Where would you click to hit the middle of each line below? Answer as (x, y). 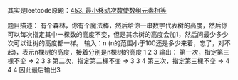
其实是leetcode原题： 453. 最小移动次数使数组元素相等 (87, 10)
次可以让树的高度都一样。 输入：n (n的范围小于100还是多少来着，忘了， (113, 43)
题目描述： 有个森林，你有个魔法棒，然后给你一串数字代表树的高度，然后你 (118, 25)
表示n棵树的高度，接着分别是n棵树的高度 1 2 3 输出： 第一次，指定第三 (126, 52)
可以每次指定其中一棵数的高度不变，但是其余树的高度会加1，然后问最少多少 (118, 34)
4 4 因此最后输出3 (34, 70)
